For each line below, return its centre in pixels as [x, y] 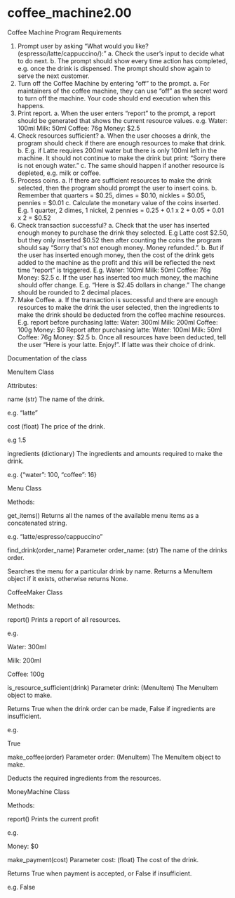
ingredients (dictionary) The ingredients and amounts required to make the [115, 453]
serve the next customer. [53, 76]
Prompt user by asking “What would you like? [83, 46]
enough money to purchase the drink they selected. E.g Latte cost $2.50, [123, 233]
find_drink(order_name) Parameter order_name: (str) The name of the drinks [117, 550]
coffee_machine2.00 [69, 13]
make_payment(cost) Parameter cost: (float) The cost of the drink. [103, 859]
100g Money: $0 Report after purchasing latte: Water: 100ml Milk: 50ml [120, 330]
